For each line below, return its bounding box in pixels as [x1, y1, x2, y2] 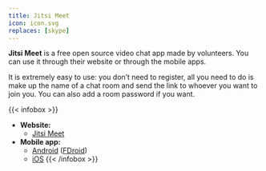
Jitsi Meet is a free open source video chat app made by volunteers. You [8, 49, 249, 58]
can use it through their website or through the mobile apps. [8, 57, 207, 66]
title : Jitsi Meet [8, 11, 70, 20]
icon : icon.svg [8, 19, 59, 27]
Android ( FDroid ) [31, 145, 88, 156]
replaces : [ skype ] [8, 26, 70, 34]
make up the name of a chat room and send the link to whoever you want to [8, 81, 258, 90]
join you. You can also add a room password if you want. [8, 89, 195, 99]
